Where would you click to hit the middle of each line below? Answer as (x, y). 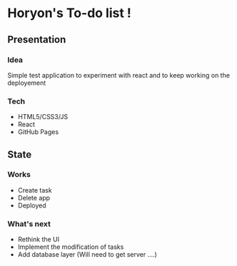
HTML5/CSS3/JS (43, 117)
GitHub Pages (38, 132)
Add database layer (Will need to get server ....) (87, 255)
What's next (29, 224)
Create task (35, 190)
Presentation (37, 40)
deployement (27, 83)
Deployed (32, 205)
